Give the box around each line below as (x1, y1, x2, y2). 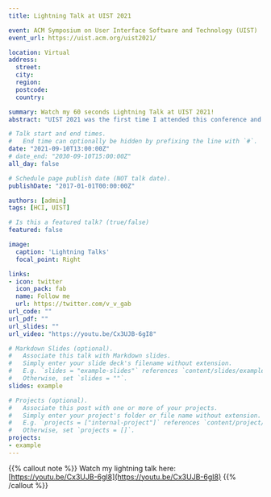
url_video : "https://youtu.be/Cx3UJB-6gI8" (8, 329, 157, 338)
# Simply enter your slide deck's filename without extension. (8, 359, 232, 367)
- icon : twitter (8, 277, 63, 286)
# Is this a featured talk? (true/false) (8, 218, 150, 226)
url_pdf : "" (8, 315, 48, 323)
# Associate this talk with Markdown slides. (8, 352, 172, 360)
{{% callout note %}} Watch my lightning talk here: (8, 463, 176, 473)
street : (15, 64, 42, 72)
